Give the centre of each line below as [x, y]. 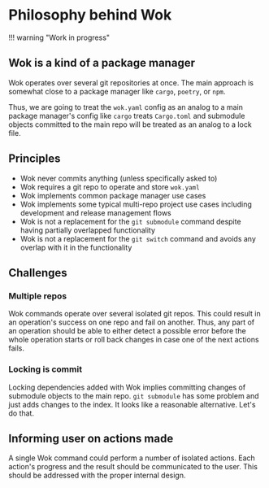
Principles [35, 159]
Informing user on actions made [91, 438]
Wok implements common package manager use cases [113, 195]
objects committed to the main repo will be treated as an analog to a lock [130, 124]
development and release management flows [96, 212]
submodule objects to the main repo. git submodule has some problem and [134, 395]
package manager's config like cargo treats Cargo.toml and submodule [127, 115]
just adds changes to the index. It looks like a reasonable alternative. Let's [132, 404]
